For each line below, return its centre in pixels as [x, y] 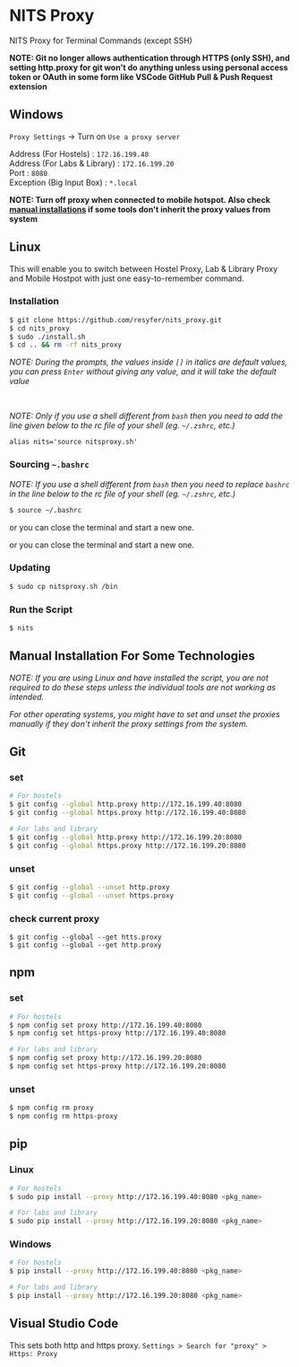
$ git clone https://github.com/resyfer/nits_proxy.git [115, 320]
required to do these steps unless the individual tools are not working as [142, 687]
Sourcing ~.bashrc [49, 465]
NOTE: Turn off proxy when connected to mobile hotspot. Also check [140, 199]
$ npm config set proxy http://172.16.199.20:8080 [106, 1058]
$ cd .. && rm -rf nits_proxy [66, 345]
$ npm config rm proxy [51, 1108]
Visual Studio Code [64, 1323]
